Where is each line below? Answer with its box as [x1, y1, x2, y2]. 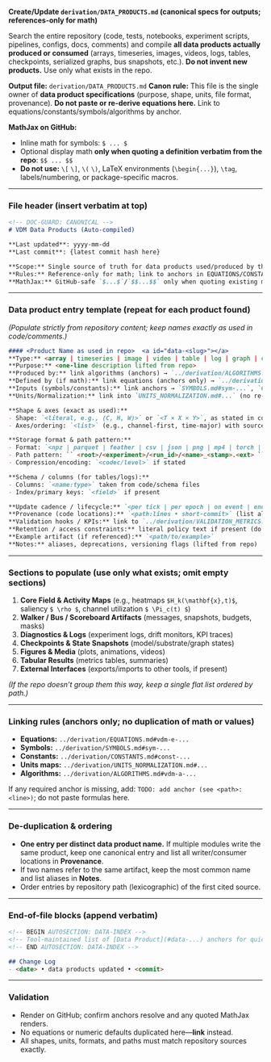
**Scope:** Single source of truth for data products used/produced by [8, 262, 254, 271]
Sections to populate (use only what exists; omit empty [8, 567, 229, 578]
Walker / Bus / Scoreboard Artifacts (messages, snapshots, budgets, [19, 613, 252, 623]
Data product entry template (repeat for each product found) [8, 304, 251, 316]
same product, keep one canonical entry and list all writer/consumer [19, 847, 248, 857]
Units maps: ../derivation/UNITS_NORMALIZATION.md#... [19, 760, 208, 770]
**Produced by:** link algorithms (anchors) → [8, 369, 168, 378]
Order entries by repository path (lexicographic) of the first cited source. [19, 882, 261, 892]
